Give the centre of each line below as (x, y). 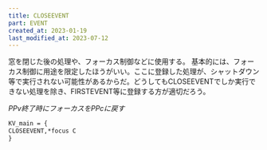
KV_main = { (28, 124)
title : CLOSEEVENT (39, 16)
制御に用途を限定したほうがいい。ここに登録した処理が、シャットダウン (141, 72)
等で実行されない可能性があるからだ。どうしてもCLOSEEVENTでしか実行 (129, 81)
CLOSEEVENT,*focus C (43, 131)
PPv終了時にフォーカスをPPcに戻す (67, 109)
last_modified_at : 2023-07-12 (59, 38)
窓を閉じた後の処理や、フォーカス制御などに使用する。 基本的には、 (121, 61)
